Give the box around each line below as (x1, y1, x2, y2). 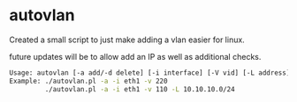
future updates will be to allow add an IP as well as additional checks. (9, 51, 262, 62)
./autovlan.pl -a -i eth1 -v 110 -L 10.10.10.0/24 (44, 84, 236, 93)
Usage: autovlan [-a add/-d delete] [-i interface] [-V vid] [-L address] (9, 68, 291, 77)
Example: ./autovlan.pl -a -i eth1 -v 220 (9, 76, 168, 85)
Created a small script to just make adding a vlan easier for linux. (9, 34, 245, 45)
